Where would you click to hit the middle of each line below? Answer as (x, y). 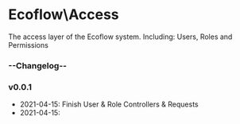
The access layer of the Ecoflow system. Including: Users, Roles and (120, 37)
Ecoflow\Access (64, 15)
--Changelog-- (38, 65)
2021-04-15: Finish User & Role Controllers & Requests (109, 104)
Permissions (29, 45)
